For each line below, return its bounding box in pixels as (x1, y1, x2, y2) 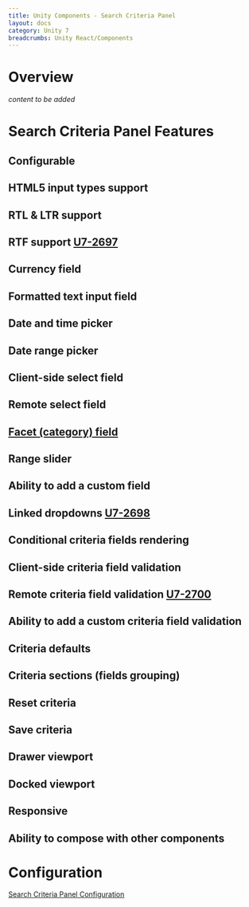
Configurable (8, 154, 76, 167)
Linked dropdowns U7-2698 (8, 506, 151, 520)
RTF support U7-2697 (8, 235, 119, 249)
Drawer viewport (8, 750, 94, 764)
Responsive (8, 804, 68, 818)
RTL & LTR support (8, 208, 102, 222)
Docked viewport (8, 777, 95, 791)
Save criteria (8, 723, 73, 736)
